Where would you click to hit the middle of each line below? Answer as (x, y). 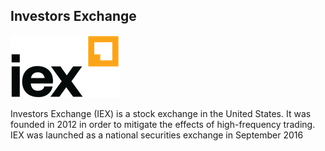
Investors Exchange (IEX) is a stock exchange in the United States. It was (161, 113)
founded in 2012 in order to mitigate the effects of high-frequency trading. (163, 124)
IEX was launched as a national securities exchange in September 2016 (157, 135)
